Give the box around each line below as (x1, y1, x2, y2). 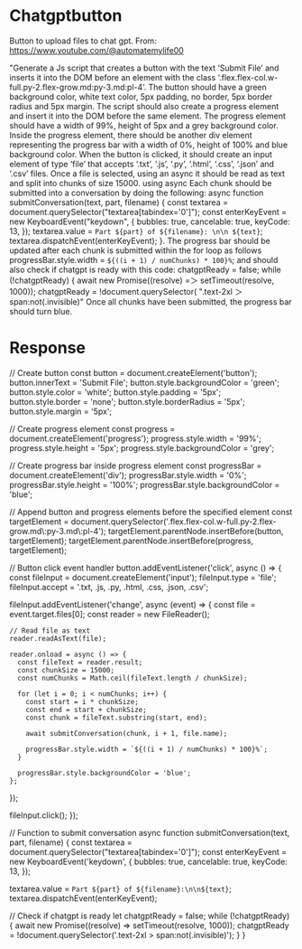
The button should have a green (148, 81, 268, 92)
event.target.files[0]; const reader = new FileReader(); (9, 608, 210, 619)
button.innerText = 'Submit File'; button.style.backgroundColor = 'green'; (9, 377, 280, 388)
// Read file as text (9, 625, 91, 635)
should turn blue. (9, 305, 73, 316)
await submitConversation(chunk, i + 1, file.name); (25, 728, 228, 738)
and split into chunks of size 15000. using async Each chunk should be (9, 177, 272, 188)
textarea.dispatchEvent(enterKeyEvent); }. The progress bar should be (9, 235, 270, 246)
